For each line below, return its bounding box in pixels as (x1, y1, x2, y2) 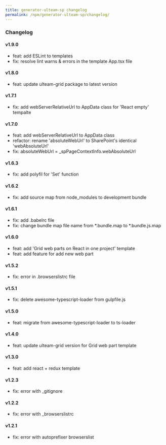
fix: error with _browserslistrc (12, 411, 74, 417)
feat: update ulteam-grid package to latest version (12, 81, 117, 87)
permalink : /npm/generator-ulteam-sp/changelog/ (5, 12, 110, 17)
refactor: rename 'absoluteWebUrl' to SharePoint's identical (12, 138, 137, 144)
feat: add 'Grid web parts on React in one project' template (12, 246, 135, 252)
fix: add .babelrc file (12, 217, 55, 223)
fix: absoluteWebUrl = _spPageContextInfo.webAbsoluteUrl (12, 148, 136, 155)
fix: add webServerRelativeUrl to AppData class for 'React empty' (12, 104, 149, 110)
